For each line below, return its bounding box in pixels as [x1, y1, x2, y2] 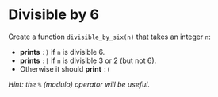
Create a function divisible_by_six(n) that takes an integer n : [8, 32, 212, 41]
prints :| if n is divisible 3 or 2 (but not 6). [19, 56, 157, 65]
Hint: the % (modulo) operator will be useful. [8, 80, 151, 89]
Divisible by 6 [8, 6, 99, 24]
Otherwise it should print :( [19, 64, 111, 73]
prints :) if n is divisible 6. [19, 47, 105, 56]
